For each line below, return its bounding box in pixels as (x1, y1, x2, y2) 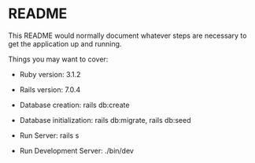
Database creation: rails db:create (19, 100, 130, 109)
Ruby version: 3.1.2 (19, 69, 81, 79)
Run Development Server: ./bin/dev (19, 146, 134, 155)
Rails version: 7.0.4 (19, 84, 81, 94)
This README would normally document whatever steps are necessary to (8, 31, 247, 40)
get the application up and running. (8, 39, 122, 48)
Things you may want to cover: (8, 54, 109, 64)
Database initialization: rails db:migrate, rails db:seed (19, 115, 191, 124)
